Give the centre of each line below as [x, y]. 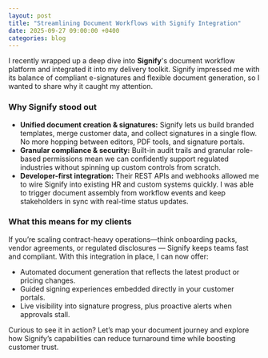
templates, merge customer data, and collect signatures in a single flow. [138, 133]
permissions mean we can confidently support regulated [136, 159]
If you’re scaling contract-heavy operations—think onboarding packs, [123, 239]
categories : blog [37, 38]
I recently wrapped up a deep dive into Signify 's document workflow [122, 61]
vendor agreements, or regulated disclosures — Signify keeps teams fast [129, 247]
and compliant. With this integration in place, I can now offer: [108, 256]
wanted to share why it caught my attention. [81, 86]
